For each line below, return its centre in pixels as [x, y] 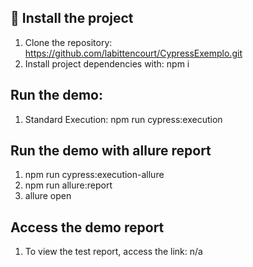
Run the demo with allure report [111, 151]
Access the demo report [87, 227]
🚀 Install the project [72, 18]
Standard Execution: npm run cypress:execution [123, 119]
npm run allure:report [68, 185]
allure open [48, 196]
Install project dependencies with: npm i [107, 63]
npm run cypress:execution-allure [94, 175]
